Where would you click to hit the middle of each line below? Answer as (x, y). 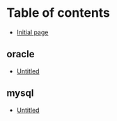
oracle (21, 54)
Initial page (32, 32)
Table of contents (58, 13)
